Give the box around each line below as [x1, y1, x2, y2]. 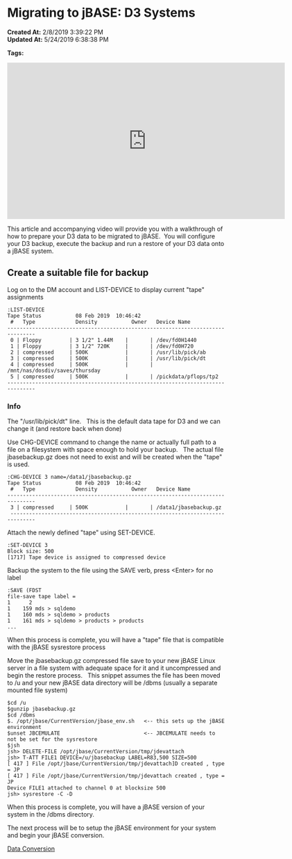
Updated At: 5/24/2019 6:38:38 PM [7, 35, 109, 43]
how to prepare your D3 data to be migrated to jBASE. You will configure [7, 231, 216, 240]
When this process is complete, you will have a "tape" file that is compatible [7, 636, 224, 644]
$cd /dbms [7, 712, 36, 719]
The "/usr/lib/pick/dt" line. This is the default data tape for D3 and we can [7, 417, 221, 425]
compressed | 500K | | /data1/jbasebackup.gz [22, 504, 222, 512]
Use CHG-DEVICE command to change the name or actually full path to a [7, 438, 216, 446]
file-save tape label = [7, 593, 76, 600]
